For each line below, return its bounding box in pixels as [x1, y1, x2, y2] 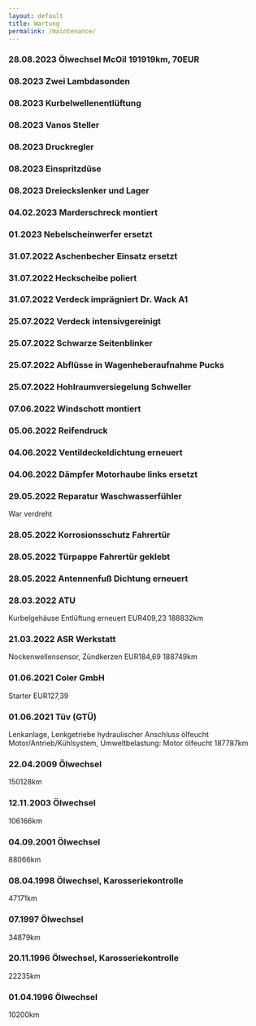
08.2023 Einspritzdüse [8, 163, 102, 174]
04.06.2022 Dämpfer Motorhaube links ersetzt [8, 469, 198, 480]
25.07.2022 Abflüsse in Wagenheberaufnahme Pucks [8, 360, 225, 371]
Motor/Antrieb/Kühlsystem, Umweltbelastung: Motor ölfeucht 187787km [8, 738, 249, 749]
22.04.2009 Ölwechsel [8, 758, 102, 770]
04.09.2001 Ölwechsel [8, 836, 101, 847]
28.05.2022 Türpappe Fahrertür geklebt [8, 551, 171, 562]
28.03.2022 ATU [8, 595, 76, 606]
